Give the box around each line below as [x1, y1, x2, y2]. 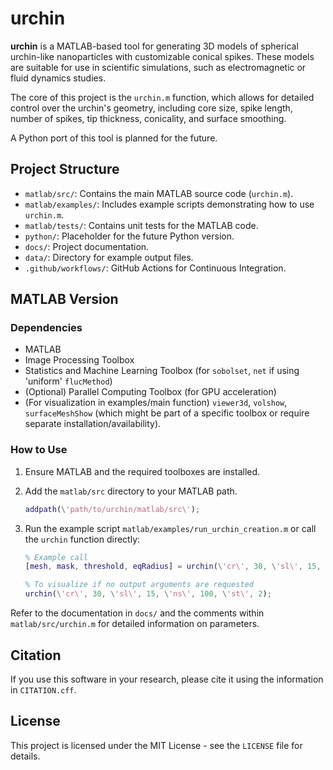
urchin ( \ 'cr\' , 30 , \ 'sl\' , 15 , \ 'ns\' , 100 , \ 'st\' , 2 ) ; [24, 589, 272, 599]
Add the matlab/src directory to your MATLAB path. [24, 485, 238, 497]
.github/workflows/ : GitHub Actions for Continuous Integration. [24, 262, 287, 274]
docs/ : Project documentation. [24, 240, 150, 252]
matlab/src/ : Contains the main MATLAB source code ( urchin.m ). [24, 187, 294, 199]
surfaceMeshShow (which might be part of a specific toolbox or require [24, 407, 310, 419]
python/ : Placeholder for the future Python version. [24, 230, 235, 242]
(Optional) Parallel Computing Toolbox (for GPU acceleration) [24, 386, 277, 398]
